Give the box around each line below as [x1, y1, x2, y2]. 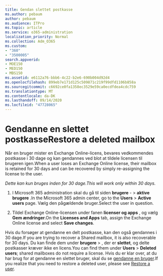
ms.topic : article [5, 25, 42, 30]
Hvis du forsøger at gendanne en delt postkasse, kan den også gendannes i [5, 229, 157, 235]
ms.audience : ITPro [5, 21, 45, 26]
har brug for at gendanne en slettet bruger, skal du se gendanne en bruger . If [5, 255, 158, 261]
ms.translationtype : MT [5, 89, 54, 94]
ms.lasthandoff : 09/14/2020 [5, 98, 62, 103]
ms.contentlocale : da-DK [5, 93, 55, 98]
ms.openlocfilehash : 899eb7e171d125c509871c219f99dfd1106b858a [5, 80, 136, 85]
